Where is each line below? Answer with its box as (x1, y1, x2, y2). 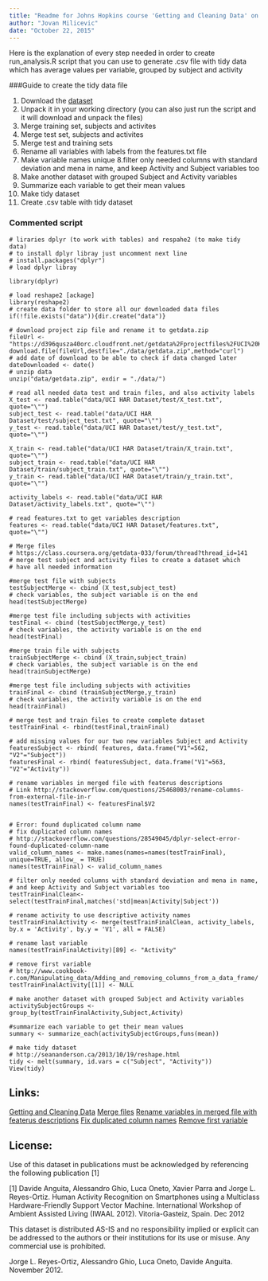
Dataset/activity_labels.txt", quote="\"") (9, 500, 156, 508)
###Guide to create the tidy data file (9, 80, 128, 90)
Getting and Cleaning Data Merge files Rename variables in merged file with (9, 1107, 258, 1117)
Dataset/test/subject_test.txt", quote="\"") (9, 416, 162, 424)
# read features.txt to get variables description (9, 514, 181, 522)
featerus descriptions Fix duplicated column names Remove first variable (9, 1115, 249, 1125)
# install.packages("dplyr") (9, 256, 106, 264)
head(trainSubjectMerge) (9, 667, 91, 675)
